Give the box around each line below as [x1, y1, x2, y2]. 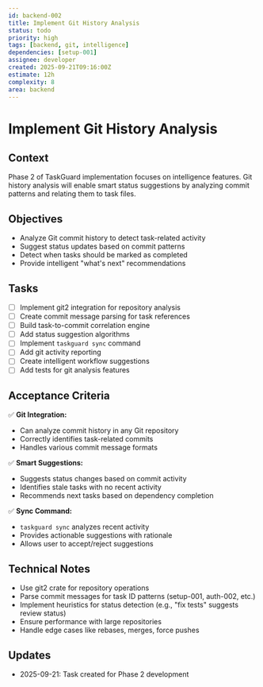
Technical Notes [8, 562, 91, 576]
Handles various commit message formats [19, 442, 158, 453]
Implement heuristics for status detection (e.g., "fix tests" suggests [19, 600, 239, 610]
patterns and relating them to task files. [8, 189, 136, 199]
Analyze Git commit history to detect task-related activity [19, 234, 206, 243]
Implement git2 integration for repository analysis [19, 303, 181, 312]
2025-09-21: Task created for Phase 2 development [19, 669, 189, 679]
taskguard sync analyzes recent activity [19, 522, 150, 532]
